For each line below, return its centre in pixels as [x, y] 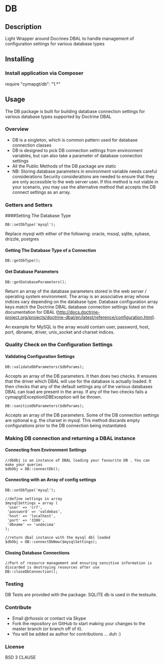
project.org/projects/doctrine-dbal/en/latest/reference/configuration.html [79, 317]
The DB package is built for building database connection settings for [75, 111]
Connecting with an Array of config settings [51, 480]
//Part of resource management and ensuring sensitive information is [79, 563]
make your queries [24, 465]
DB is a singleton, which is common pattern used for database [75, 140]
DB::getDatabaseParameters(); [36, 282]
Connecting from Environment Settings [46, 450]
